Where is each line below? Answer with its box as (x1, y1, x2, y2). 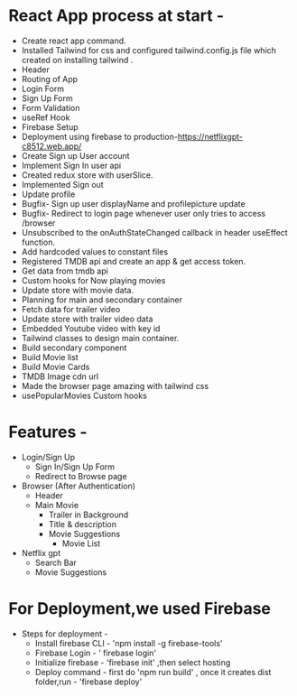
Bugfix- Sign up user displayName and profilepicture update (21, 198, 246, 209)
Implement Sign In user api (21, 160, 122, 171)
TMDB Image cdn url (21, 371, 99, 382)
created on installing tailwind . (21, 54, 134, 65)
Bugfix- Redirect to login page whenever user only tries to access (21, 208, 266, 218)
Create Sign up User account (21, 150, 130, 161)
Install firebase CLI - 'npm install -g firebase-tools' (34, 637, 223, 648)
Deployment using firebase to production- (21, 131, 178, 142)
